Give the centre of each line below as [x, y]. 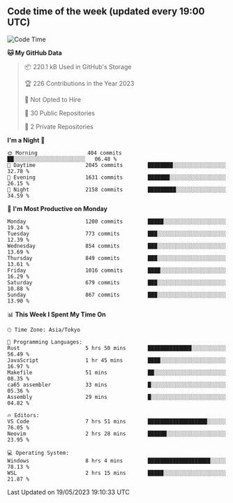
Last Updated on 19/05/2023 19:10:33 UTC [69, 492]
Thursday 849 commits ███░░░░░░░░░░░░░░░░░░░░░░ [117, 258]
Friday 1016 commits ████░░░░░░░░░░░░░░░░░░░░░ [117, 270]
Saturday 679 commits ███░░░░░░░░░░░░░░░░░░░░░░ [117, 282]
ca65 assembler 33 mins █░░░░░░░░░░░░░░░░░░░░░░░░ [117, 385]
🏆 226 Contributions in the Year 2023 [79, 83]
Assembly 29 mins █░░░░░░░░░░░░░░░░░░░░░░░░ [117, 397]
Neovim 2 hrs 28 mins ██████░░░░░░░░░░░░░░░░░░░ [117, 433]
